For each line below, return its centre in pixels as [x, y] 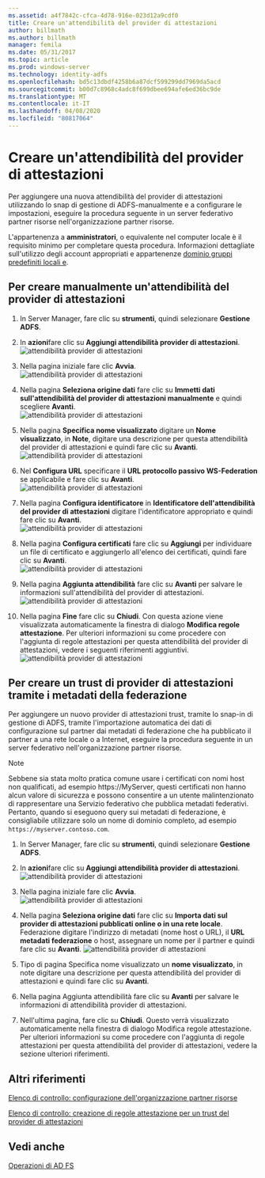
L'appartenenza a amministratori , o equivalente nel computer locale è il [125, 237]
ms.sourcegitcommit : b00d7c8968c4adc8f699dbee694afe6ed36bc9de [115, 89]
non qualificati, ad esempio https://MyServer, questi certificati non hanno [127, 787]
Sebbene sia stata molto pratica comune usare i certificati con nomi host [127, 778]
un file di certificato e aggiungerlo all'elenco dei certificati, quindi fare [133, 551]
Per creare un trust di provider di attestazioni [121, 683]
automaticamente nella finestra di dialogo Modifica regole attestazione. [135, 1028]
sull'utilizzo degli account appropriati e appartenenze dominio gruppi [121, 253]
